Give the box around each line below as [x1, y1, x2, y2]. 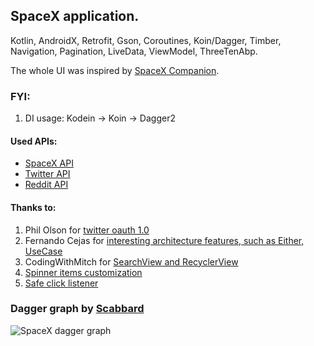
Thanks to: [10, 201, 57, 213]
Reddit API [24, 179, 69, 191]
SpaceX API [24, 157, 74, 169]
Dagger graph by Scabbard [10, 302, 145, 316]
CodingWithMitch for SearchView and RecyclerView [24, 255, 239, 268]
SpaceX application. [10, 8, 140, 25]
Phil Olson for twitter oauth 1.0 [24, 224, 150, 236]
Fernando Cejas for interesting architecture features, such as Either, [24, 234, 305, 246]
